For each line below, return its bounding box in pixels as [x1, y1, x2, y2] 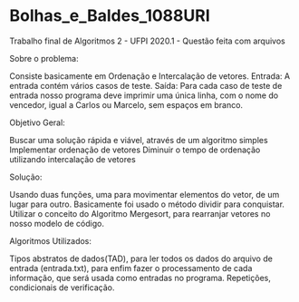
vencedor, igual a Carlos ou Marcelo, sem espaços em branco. [9, 99, 243, 110]
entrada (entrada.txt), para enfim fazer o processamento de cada [9, 262, 253, 273]
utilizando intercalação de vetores [9, 153, 136, 164]
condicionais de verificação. [9, 282, 115, 293]
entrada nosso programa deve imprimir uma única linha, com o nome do [9, 90, 279, 101]
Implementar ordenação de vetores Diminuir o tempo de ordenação [9, 144, 261, 155]
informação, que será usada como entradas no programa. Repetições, [9, 272, 272, 283]
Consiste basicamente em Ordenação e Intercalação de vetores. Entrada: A [9, 70, 291, 82]
